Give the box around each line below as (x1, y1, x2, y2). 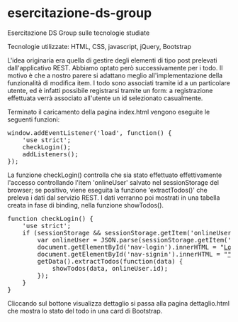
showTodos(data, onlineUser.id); (52, 264, 169, 272)
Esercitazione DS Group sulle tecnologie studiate (7, 28, 150, 37)
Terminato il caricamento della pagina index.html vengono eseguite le (7, 107, 210, 116)
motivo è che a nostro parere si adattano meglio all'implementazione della (7, 71, 223, 80)
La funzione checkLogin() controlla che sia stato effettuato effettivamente (7, 171, 222, 179)
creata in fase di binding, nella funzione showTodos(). (7, 200, 164, 209)
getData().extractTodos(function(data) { (37, 257, 183, 265)
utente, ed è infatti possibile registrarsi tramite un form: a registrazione (7, 86, 213, 95)
